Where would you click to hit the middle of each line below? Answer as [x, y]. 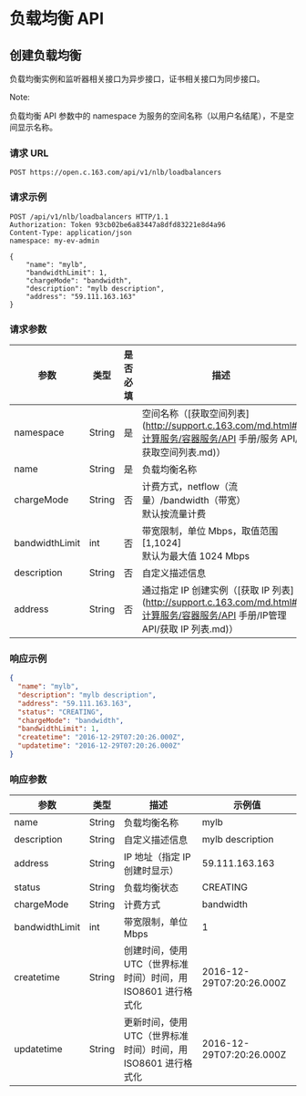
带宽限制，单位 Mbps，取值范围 [210, 531]
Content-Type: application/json [71, 233]
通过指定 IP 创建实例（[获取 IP [206, 590]
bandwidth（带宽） [204, 500]
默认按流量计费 [174, 513]
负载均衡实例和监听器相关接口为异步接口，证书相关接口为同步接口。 [137, 79]
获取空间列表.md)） [184, 452]
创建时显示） [151, 871]
